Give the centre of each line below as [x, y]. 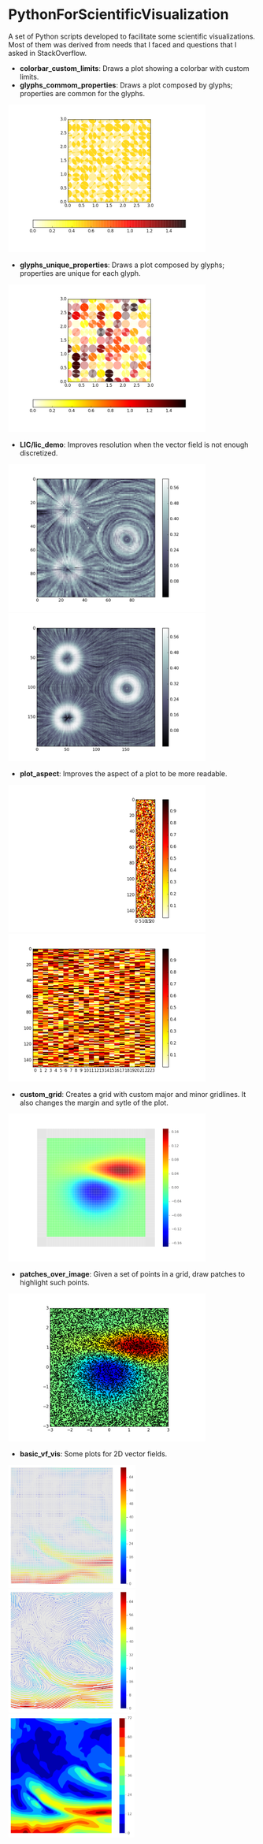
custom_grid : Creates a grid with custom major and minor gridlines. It [133, 1094]
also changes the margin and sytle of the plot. [94, 1102]
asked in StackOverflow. [48, 53]
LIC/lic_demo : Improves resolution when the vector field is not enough [134, 444]
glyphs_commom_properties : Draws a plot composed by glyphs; [126, 85]
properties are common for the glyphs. [82, 93]
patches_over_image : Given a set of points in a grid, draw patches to [132, 1273]
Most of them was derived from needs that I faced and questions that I [122, 44]
